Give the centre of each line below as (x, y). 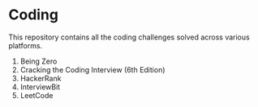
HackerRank (41, 78)
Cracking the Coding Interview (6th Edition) (92, 69)
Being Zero (39, 61)
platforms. (26, 45)
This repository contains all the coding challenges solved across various (129, 37)
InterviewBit (40, 87)
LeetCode (37, 95)
